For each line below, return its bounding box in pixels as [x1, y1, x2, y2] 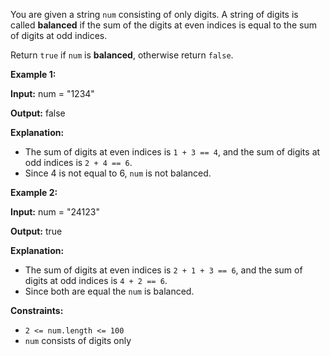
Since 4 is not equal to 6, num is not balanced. [24, 167, 212, 179]
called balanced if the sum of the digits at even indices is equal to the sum [10, 19, 317, 31]
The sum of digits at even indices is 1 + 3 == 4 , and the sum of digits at [24, 146, 321, 158]
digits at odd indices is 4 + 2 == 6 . [24, 275, 168, 286]
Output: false [10, 107, 66, 119]
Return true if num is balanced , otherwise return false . [10, 49, 234, 61]
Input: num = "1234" [10, 88, 95, 99]
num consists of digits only [24, 335, 132, 346]
